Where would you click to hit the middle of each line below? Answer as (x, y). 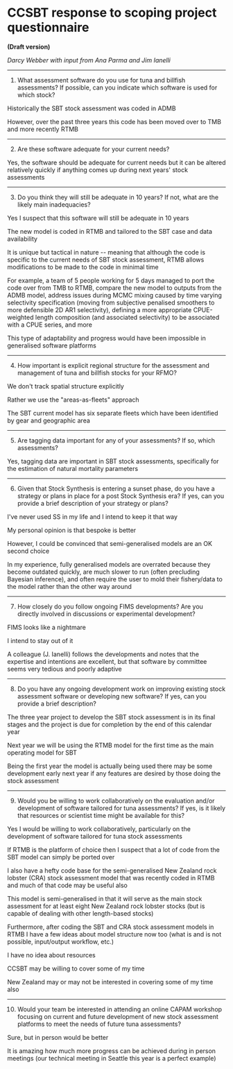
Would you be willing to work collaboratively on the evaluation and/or (116, 801)
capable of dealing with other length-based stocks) (80, 913)
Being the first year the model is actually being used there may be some (110, 766)
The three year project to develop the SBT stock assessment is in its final (111, 717)
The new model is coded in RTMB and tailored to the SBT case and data (110, 231)
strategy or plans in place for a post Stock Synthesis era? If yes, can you (121, 496)
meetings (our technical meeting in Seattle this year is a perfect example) (112, 1058)
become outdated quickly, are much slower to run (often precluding (103, 572)
